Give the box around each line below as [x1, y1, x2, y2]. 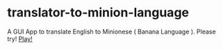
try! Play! [7, 34, 33, 42]
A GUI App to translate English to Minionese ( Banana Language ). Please [7, 27, 217, 36]
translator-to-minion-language [7, 5, 190, 21]
